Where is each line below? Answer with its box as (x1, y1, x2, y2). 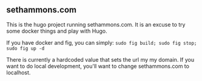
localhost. (6, 69, 31, 76)
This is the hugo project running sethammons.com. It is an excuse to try (6, 21, 186, 28)
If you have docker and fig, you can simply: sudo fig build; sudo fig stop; (6, 39, 197, 46)
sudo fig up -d (6, 45, 45, 51)
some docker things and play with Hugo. (6, 27, 107, 34)
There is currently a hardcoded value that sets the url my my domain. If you (6, 56, 195, 63)
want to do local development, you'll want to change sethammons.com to (6, 62, 190, 70)
